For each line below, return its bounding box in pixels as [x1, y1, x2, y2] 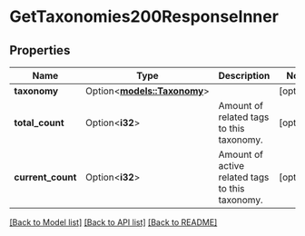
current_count [14, 171, 77, 183]
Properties [9, 43, 71, 58]
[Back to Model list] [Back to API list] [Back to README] [9, 217, 218, 228]
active [218, 160, 245, 172]
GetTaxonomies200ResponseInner [9, 6, 280, 27]
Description [218, 70, 271, 82]
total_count [14, 116, 64, 129]
